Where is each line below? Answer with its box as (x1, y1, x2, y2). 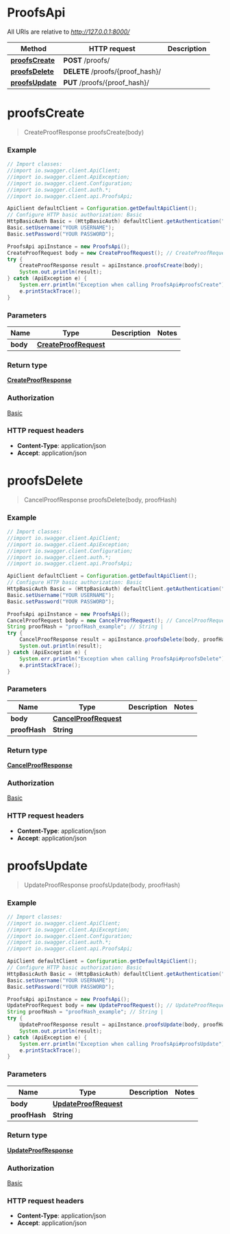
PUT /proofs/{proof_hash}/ (63, 78, 149, 87)
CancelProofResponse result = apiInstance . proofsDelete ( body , (19, 636, 201, 643)
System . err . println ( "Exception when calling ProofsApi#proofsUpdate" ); (19, 1040, 228, 1047)
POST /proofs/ (63, 55, 110, 65)
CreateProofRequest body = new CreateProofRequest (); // (7, 249, 173, 256)
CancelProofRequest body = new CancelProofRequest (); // (7, 617, 173, 624)
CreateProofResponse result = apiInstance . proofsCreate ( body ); (19, 262, 204, 269)
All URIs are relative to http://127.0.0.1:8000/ (7, 27, 130, 36)
